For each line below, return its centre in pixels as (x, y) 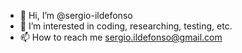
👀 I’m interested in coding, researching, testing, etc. (126, 26)
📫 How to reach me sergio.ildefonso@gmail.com (121, 37)
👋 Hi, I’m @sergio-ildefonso (76, 15)
